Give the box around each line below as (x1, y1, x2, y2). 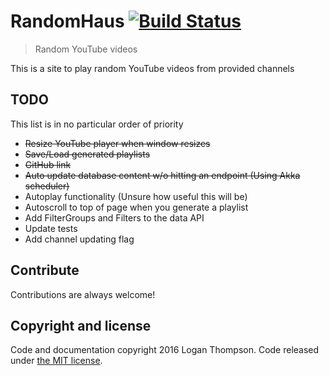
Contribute (10, 262, 80, 279)
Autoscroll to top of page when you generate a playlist (24, 201, 249, 213)
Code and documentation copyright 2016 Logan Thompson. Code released (10, 344, 320, 356)
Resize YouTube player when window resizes (24, 137, 211, 149)
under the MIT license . (10, 355, 103, 367)
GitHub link (24, 158, 72, 170)
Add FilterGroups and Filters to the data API (24, 211, 205, 224)
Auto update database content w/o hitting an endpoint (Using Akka (24, 169, 301, 181)
